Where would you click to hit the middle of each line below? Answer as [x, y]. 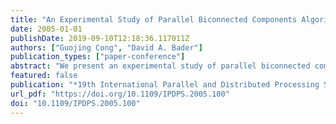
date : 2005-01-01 [46, 29]
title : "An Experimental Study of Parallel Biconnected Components [154, 19]
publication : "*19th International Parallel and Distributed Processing [165, 85]
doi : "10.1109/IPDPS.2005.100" [75, 103]
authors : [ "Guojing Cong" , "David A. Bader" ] [106, 47]
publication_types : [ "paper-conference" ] [98, 57]
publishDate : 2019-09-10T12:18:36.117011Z [100, 38]
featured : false [44, 76]
